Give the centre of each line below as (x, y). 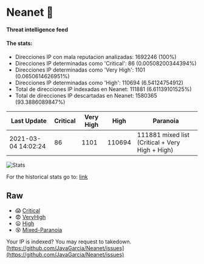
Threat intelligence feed (37, 29)
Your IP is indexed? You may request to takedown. (69, 242)
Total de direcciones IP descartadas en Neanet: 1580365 (86, 95)
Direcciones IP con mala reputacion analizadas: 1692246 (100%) (96, 56)
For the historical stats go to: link (47, 177)
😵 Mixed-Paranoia (39, 229)
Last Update (29, 121)
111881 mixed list (163, 135)
